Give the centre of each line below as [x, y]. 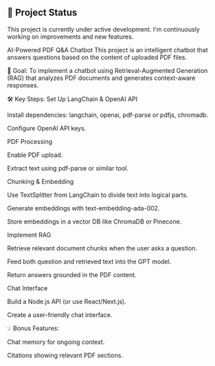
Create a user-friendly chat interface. [60, 314]
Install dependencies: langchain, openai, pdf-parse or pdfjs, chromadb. [108, 115]
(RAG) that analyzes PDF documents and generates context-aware [101, 78]
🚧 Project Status [42, 13]
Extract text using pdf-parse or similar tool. [68, 168]
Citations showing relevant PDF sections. [65, 355]
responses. [23, 85]
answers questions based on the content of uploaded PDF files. [97, 57]
